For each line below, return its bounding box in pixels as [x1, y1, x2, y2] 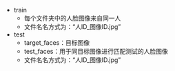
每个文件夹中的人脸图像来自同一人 [23, 14, 121, 22]
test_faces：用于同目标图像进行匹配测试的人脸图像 [23, 48, 168, 55]
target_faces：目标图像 [23, 39, 90, 47]
